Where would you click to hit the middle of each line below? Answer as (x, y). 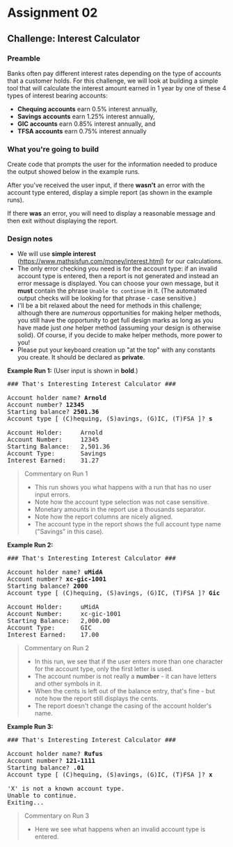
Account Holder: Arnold (55, 433)
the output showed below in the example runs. (74, 172)
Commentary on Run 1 (56, 474)
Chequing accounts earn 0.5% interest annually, (87, 108)
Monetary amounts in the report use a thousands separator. (120, 510)
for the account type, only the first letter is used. (104, 669)
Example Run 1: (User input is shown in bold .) (73, 371)
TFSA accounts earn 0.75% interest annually (82, 131)
